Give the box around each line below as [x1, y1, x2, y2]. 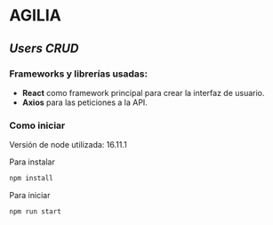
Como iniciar [9, 119, 66, 132]
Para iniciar [9, 190, 51, 201]
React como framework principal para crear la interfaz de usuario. [21, 87, 265, 98]
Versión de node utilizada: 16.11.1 [9, 140, 127, 150]
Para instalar [9, 157, 55, 167]
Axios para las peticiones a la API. [21, 97, 149, 108]
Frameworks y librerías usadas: [9, 68, 149, 80]
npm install [9, 174, 53, 183]
